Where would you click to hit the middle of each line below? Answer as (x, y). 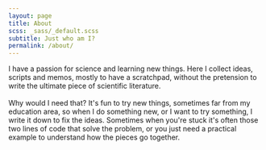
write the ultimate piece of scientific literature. (85, 86)
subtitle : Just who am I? (52, 38)
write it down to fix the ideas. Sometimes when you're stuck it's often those (133, 120)
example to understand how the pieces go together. (94, 137)
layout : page (30, 16)
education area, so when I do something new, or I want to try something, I (130, 112)
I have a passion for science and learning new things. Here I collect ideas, (131, 69)
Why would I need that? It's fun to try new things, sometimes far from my (129, 103)
